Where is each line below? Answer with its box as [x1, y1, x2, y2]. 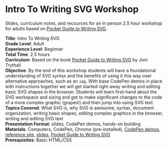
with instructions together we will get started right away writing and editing [5, 83, 160, 89]
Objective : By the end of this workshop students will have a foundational [5, 67, 156, 73]
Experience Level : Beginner [5, 46, 63, 52]
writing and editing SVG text [5, 115, 63, 121]
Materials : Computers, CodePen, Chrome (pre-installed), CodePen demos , [5, 126, 160, 132]
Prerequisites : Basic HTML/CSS [5, 137, 72, 143]
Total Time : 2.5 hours [5, 51, 50, 57]
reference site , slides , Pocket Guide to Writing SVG [5, 131, 111, 137]
